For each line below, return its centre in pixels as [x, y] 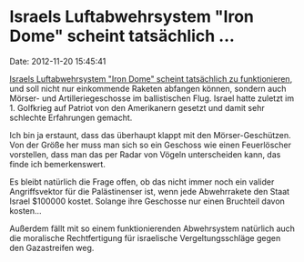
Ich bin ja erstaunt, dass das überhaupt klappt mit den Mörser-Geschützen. [150, 135]
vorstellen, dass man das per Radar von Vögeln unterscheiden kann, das [145, 154]
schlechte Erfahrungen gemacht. [71, 117]
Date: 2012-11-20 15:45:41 [58, 61]
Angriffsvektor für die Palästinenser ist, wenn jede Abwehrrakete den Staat [149, 191]
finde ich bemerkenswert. [58, 164]
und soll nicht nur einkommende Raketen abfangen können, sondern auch [148, 88]
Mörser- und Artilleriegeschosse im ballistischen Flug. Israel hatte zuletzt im [152, 98]
